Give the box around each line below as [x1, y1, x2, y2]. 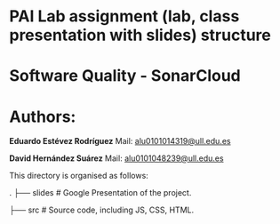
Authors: [9, 107, 76, 126]
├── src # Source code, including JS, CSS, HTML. [9, 204, 194, 215]
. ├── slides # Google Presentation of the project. [9, 188, 192, 198]
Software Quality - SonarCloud [9, 66, 242, 86]
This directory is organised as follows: [9, 171, 148, 181]
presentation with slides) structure [9, 25, 271, 45]
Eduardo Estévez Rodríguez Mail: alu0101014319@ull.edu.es [9, 136, 231, 147]
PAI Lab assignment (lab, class [9, 6, 240, 27]
